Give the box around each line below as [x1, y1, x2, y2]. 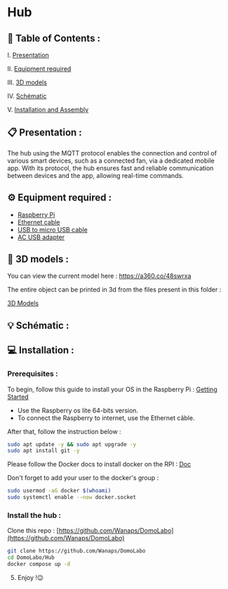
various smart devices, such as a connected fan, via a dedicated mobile [7, 156, 215, 165]
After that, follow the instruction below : [7, 427, 121, 436]
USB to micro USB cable [17, 225, 88, 234]
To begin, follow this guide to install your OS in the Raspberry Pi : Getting [7, 385, 217, 393]
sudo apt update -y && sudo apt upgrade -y [7, 441, 137, 448]
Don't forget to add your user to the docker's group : [7, 474, 159, 482]
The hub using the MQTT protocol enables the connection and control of [7, 148, 217, 157]
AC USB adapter [17, 233, 65, 241]
